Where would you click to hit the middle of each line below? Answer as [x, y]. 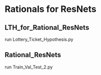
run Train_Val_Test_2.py [29, 67]
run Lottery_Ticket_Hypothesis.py [39, 39]
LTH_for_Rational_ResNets [47, 28]
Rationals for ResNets [51, 9]
